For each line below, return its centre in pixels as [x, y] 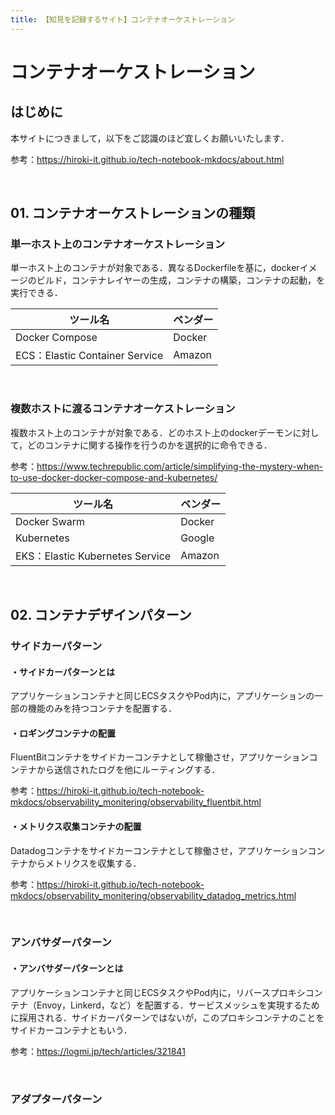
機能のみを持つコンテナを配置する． [102, 708]
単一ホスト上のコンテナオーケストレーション [118, 244]
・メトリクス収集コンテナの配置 [76, 826]
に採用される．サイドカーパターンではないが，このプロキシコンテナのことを [167, 1017]
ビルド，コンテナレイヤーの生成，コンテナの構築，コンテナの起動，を [181, 280]
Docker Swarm [50, 521]
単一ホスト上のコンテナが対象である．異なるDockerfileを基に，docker [155, 268]
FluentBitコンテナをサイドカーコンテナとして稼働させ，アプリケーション [160, 757]
